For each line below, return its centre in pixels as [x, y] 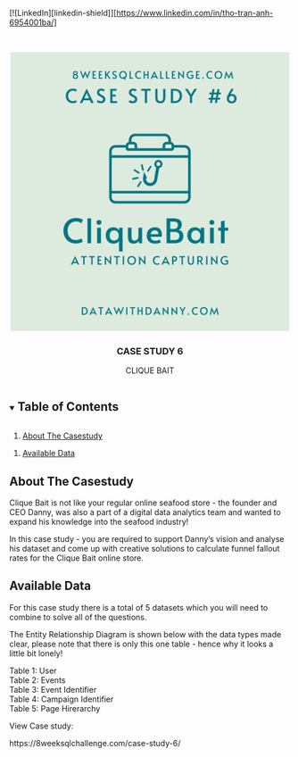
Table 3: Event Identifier [53, 689]
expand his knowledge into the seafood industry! [99, 521]
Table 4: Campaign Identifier [62, 699]
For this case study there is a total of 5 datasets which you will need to [139, 607]
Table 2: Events [37, 680]
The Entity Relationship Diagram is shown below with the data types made [145, 634]
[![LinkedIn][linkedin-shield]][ [63, 13]
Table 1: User [33, 670]
